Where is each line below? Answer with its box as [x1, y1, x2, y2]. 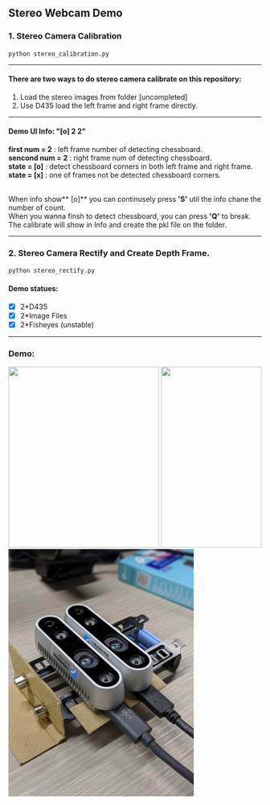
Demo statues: [8, 283, 59, 293]
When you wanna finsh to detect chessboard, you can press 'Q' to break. [8, 212, 252, 221]
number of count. [8, 203, 66, 212]
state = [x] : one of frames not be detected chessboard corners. [8, 170, 221, 180]
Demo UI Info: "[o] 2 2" [8, 126, 86, 136]
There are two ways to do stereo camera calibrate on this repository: [8, 74, 242, 84]
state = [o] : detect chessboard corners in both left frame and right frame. [8, 162, 253, 171]
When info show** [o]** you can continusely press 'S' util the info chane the [8, 195, 262, 204]
